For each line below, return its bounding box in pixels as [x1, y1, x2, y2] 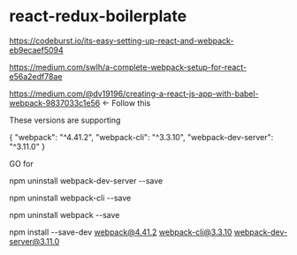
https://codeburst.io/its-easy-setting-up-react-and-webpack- [9, 35, 234, 46]
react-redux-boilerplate [9, 6, 187, 26]
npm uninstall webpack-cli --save [9, 192, 132, 203]
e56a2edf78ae [9, 71, 63, 81]
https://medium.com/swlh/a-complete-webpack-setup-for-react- [9, 62, 247, 72]
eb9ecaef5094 [9, 44, 64, 55]
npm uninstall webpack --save [9, 209, 120, 220]
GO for [9, 158, 34, 169]
